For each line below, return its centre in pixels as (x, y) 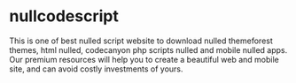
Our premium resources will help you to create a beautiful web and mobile (144, 59)
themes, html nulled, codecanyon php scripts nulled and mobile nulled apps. (148, 49)
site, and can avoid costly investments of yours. (96, 69)
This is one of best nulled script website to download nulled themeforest (141, 41)
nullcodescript (64, 16)
